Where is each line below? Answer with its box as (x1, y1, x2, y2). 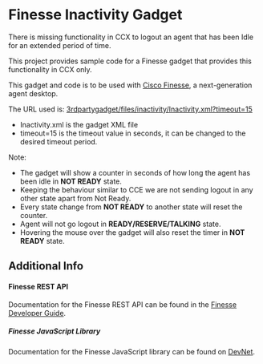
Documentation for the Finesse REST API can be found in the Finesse (8, 299, 237, 309)
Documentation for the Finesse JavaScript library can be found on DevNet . (8, 346, 255, 356)
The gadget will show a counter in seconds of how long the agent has (19, 168, 251, 177)
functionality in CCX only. (8, 64, 92, 74)
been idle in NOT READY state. (19, 176, 123, 186)
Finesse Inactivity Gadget (8, 6, 183, 24)
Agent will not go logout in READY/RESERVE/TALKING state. (19, 219, 221, 229)
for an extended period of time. (8, 40, 111, 50)
